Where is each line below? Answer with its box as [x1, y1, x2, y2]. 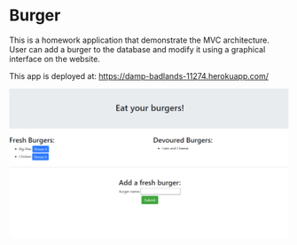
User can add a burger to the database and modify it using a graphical [9, 43, 266, 54]
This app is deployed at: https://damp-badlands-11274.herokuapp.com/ [9, 70, 269, 81]
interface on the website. [9, 53, 100, 64]
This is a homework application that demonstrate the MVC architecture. [9, 35, 270, 45]
